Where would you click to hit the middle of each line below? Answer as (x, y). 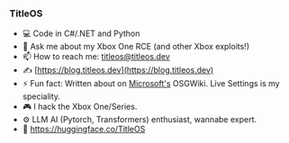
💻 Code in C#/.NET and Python (81, 33)
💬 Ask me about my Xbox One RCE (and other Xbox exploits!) (136, 47)
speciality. (41, 96)
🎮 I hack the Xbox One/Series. (80, 107)
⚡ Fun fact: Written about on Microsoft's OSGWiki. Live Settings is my (151, 84)
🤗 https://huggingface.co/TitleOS (84, 130)
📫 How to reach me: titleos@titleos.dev (96, 57)
